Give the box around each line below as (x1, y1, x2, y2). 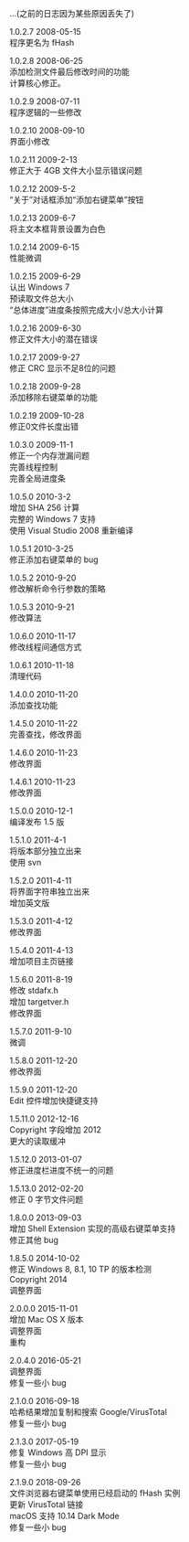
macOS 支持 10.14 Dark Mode (9, 1511, 121, 1521)
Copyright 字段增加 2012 (9, 1124, 102, 1135)
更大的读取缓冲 (9, 1136, 66, 1146)
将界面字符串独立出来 (9, 886, 89, 897)
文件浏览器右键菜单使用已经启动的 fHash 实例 (9, 1488, 181, 1498)
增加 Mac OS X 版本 (9, 1314, 84, 1324)
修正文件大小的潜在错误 (9, 334, 98, 345)
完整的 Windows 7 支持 (9, 514, 96, 524)
